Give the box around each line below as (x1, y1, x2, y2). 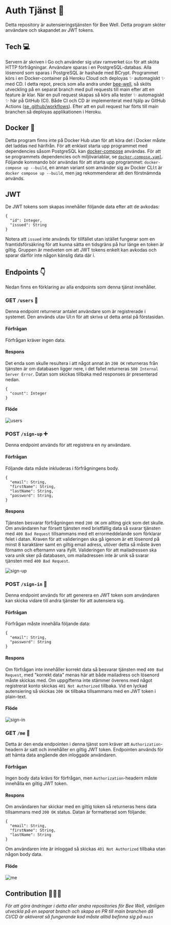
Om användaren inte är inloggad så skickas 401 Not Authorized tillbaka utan (5, 846, 166, 852)
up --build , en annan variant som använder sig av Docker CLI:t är (24, 164, 163, 171)
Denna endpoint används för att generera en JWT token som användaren (5, 592, 160, 599)
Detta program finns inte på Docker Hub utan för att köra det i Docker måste (5, 137, 165, 143)
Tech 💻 (5, 43, 30, 51)
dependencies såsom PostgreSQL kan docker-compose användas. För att (5, 148, 161, 154)
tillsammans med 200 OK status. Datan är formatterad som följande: (5, 809, 147, 815)
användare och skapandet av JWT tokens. (5, 27, 95, 33)
